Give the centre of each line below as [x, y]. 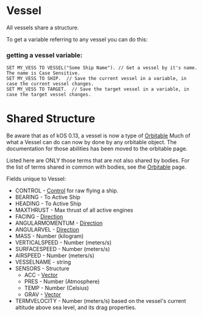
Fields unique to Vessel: [36, 179]
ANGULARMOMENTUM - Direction [59, 223]
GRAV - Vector [42, 294]
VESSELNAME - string [43, 262]
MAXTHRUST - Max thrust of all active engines [74, 210]
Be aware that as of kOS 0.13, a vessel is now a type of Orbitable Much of [98, 136]
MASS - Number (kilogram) [49, 236]
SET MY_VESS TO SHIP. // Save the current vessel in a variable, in [97, 79]
